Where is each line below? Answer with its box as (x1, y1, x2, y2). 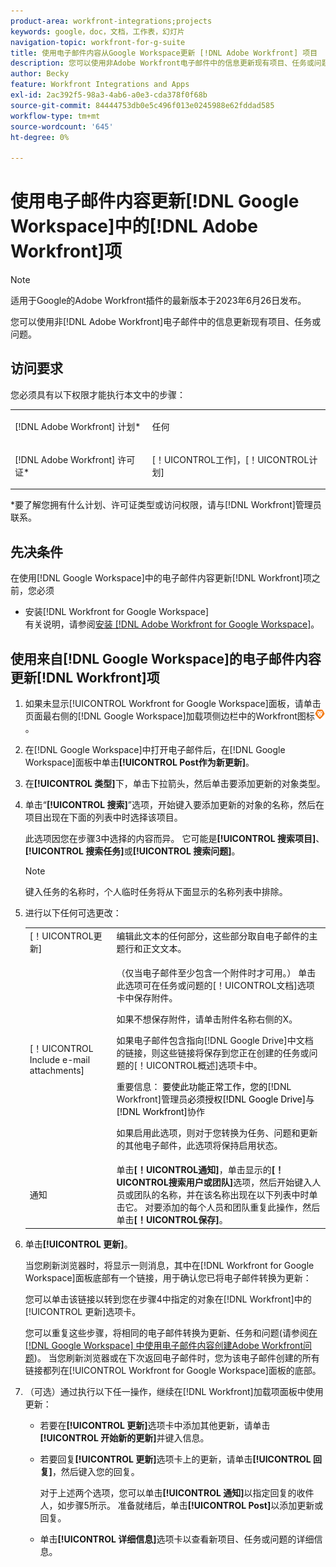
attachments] (29, 1065, 85, 1076)
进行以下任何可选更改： (24, 907, 122, 919)
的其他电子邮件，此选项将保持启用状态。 (116, 1140, 283, 1151)
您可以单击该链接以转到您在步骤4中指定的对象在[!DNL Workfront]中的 (24, 1293, 312, 1305)
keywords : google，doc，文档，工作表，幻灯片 (10, 26, 185, 37)
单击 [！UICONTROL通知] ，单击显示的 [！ (116, 1164, 285, 1176)
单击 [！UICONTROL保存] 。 (116, 1214, 228, 1226)
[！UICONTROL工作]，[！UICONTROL (151, 453, 310, 465)
